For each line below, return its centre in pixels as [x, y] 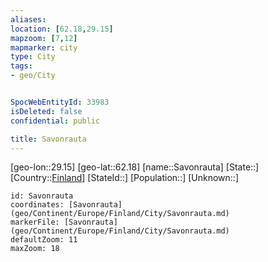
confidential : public [55, 121]
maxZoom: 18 [35, 249]
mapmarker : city [44, 47]
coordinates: [37, 205]
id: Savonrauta [42, 196]
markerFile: [35, 222]
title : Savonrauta [48, 139]
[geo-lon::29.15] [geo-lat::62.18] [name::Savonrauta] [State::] [135, 167]
